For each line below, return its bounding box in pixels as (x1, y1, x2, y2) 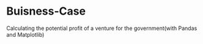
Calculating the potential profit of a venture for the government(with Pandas (6, 24, 197, 32)
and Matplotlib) (6, 31, 45, 38)
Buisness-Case (6, 4, 86, 18)
